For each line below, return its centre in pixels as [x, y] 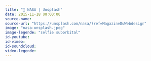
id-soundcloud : [21, 46]
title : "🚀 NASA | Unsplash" [34, 10]
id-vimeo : [15, 42]
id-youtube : [17, 37]
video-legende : [21, 51]
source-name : [19, 19]
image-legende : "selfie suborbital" [43, 32]
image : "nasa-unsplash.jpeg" [35, 28]
